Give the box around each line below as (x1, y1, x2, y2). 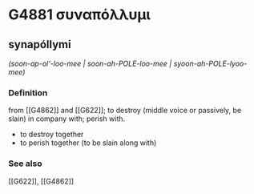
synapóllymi (8, 38, 71, 51)
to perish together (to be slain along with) (19, 138, 157, 148)
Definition (8, 87, 48, 98)
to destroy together (19, 130, 84, 139)
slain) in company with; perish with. (8, 114, 126, 123)
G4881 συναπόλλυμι (8, 6, 151, 24)
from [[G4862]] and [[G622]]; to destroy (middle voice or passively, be (8, 106, 242, 115)
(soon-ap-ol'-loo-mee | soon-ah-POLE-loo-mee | (8, 59, 172, 68)
